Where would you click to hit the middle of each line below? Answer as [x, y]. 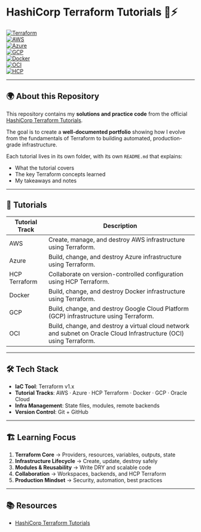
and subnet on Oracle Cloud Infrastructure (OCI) [116, 333]
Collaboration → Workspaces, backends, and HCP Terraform [90, 474]
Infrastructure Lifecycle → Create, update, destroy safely [86, 461]
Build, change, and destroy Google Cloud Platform [118, 308]
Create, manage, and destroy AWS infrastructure [117, 239]
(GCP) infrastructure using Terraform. [101, 316]
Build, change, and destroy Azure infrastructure [115, 257]
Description [120, 226]
